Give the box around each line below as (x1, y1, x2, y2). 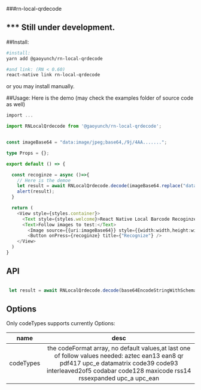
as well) (6, 101, 26, 108)
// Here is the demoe (17, 177, 71, 184)
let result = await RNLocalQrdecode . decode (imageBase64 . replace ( (17, 183, 184, 189)
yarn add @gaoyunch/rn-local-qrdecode (6, 55, 103, 62)
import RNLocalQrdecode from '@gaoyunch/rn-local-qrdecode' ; (6, 123, 162, 130)
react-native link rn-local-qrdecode (6, 72, 100, 78)
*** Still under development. (6, 22, 115, 32)
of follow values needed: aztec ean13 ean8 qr (54, 352, 184, 360)
